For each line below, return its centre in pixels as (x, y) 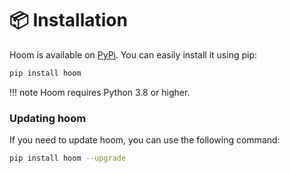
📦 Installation (68, 20)
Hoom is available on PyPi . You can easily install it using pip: (133, 54)
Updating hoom (48, 118)
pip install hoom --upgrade (68, 158)
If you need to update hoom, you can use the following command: (145, 140)
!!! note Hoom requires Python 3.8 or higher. (100, 92)
